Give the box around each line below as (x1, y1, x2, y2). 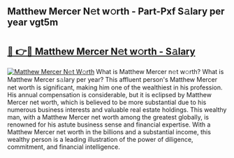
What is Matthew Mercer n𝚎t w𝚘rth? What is (96, 68, 224, 76)
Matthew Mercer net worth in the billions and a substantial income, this (7, 128, 212, 136)
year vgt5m (7, 17, 59, 29)
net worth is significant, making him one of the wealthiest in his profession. (7, 83, 223, 92)
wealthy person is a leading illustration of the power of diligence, (7, 136, 193, 143)
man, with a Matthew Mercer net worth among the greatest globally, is (7, 113, 210, 121)
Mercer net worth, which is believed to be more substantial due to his (7, 98, 207, 106)
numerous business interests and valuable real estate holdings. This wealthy (7, 106, 227, 114)
